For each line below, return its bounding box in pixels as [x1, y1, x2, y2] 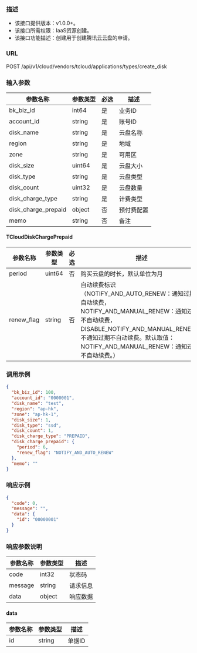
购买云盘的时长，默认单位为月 [80, 270, 163, 278]
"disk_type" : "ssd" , [11, 422, 62, 428]
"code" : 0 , [11, 500, 38, 506]
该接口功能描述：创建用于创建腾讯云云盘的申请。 [14, 34, 133, 42]
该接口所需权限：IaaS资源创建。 [14, 27, 93, 34]
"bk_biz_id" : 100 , [11, 390, 57, 396]
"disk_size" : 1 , [11, 417, 51, 423]
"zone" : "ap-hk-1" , [11, 411, 59, 417]
